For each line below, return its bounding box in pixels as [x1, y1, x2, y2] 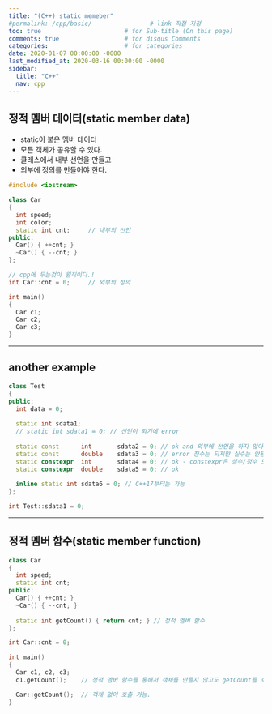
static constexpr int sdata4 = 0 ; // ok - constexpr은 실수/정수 [15, 457, 257, 466]
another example [8, 361, 96, 374]
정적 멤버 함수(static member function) [8, 534, 202, 548]
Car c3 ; [15, 323, 42, 331]
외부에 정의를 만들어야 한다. [19, 165, 108, 175]
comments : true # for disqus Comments [8, 34, 201, 43]
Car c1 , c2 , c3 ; [15, 669, 70, 677]
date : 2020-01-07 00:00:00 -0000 [8, 49, 121, 58]
